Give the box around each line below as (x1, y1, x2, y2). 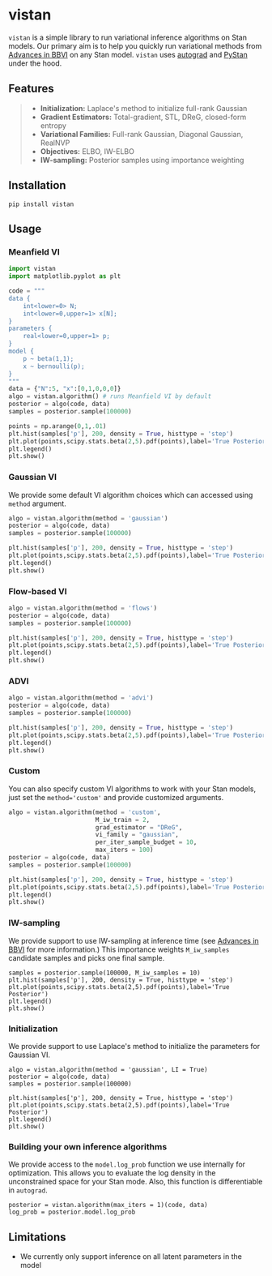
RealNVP (40, 138, 70, 148)
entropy (40, 120, 67, 131)
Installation (8, 178, 66, 192)
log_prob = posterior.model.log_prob (8, 1208, 136, 1217)
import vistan (8, 265, 57, 273)
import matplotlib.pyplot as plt (8, 272, 121, 280)
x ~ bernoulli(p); (23, 362, 85, 370)
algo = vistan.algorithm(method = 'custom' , (8, 808, 161, 816)
